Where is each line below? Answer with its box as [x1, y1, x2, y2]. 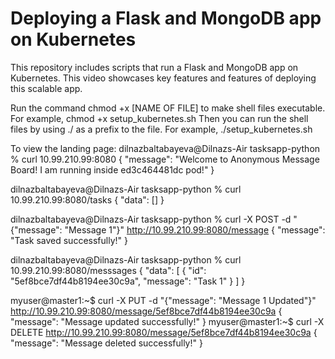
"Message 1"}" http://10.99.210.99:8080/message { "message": [64, 223, 326, 236]
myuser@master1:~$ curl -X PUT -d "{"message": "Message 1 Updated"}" [10, 294, 317, 306]
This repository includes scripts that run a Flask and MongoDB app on [10, 61, 299, 73]
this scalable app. [10, 82, 83, 94]
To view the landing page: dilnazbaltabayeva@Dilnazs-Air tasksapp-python [10, 142, 321, 154]
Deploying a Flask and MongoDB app [10, 7, 322, 30]
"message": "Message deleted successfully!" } [10, 337, 203, 349]
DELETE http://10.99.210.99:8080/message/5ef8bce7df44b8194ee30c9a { [10, 326, 318, 338]
